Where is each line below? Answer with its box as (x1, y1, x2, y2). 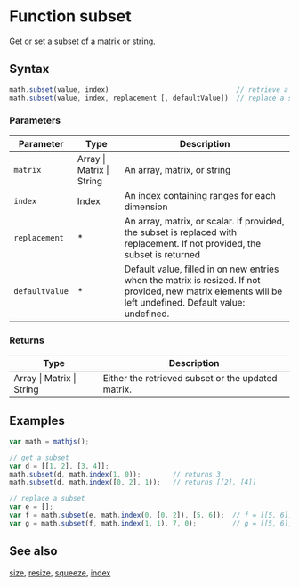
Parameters (9, 114, 61, 126)
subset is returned (124, 248, 201, 260)
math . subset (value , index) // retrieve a (9, 85, 289, 94)
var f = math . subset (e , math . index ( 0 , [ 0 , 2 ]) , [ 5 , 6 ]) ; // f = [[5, (9, 510, 277, 520)
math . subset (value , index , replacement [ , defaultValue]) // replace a (9, 94, 285, 102)
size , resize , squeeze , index (9, 567, 111, 578)
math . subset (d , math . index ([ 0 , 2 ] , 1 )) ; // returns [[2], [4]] (9, 478, 257, 487)
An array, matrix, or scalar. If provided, (124, 215, 285, 227)
